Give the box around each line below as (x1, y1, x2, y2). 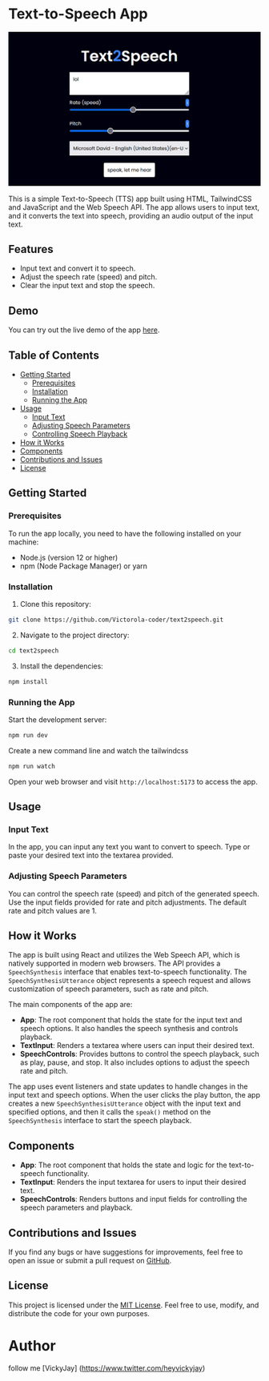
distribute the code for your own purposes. (8, 1308, 151, 1318)
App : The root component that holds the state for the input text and (19, 1015, 243, 1025)
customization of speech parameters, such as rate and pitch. (8, 984, 209, 994)
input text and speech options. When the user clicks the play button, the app (8, 1090, 260, 1100)
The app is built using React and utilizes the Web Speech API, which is (8, 950, 240, 960)
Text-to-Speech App (8, 5, 148, 23)
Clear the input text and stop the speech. (19, 281, 155, 291)
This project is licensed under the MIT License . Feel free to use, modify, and (8, 1300, 259, 1310)
